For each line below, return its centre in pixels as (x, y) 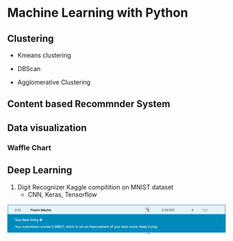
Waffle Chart (29, 148)
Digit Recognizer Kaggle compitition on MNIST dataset (95, 187)
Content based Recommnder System (89, 104)
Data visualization (47, 128)
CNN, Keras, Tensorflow (62, 194)
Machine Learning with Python (98, 13)
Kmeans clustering (44, 55)
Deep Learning (40, 170)
